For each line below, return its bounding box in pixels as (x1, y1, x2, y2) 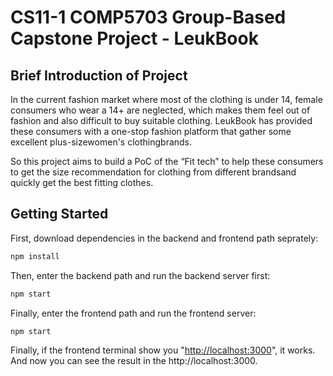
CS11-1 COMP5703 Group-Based (10, 6, 287, 29)
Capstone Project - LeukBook (10, 27, 259, 50)
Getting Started (10, 206, 109, 223)
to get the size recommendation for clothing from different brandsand (10, 166, 297, 178)
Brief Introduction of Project (10, 67, 188, 84)
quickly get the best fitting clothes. (10, 177, 154, 188)
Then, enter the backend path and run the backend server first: (10, 269, 271, 281)
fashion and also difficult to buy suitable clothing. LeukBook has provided (10, 115, 313, 126)
